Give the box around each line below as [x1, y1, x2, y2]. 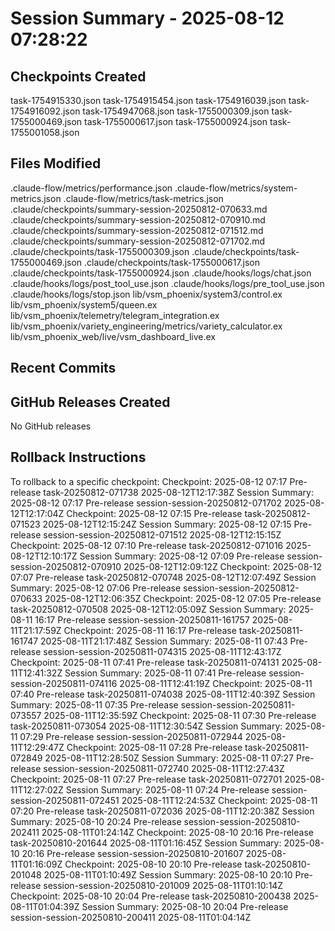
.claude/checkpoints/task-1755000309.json [10, 245, 190, 257]
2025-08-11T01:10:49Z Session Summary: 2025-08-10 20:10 [43, 868, 293, 881]
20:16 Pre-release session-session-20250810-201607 [21, 847, 244, 859]
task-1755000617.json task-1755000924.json [84, 116, 268, 127]
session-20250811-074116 [10, 677, 118, 689]
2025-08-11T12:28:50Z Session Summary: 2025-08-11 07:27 [44, 752, 295, 764]
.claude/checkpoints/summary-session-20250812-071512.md [10, 224, 264, 236]
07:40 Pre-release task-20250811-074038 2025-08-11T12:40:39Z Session [10, 688, 316, 700]
